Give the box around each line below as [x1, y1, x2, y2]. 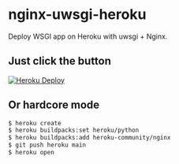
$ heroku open [8, 148, 55, 157]
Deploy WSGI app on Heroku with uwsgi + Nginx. [8, 32, 168, 41]
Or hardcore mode [8, 99, 100, 112]
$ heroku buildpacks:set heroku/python [8, 126, 140, 135]
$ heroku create [8, 119, 62, 127]
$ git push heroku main [8, 141, 87, 149]
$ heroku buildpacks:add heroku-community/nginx [8, 134, 171, 142]
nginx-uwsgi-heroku [8, 6, 147, 24]
